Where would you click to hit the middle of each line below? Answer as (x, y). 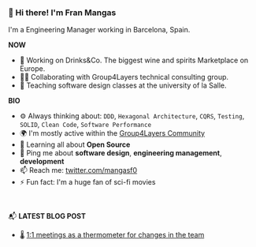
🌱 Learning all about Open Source (75, 144)
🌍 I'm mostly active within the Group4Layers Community (112, 133)
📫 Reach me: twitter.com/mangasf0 (78, 170)
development (42, 162)
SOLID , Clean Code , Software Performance (85, 125)
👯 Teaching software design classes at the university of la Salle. (123, 85)
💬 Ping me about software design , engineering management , (121, 153)
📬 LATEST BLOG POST (47, 216)
